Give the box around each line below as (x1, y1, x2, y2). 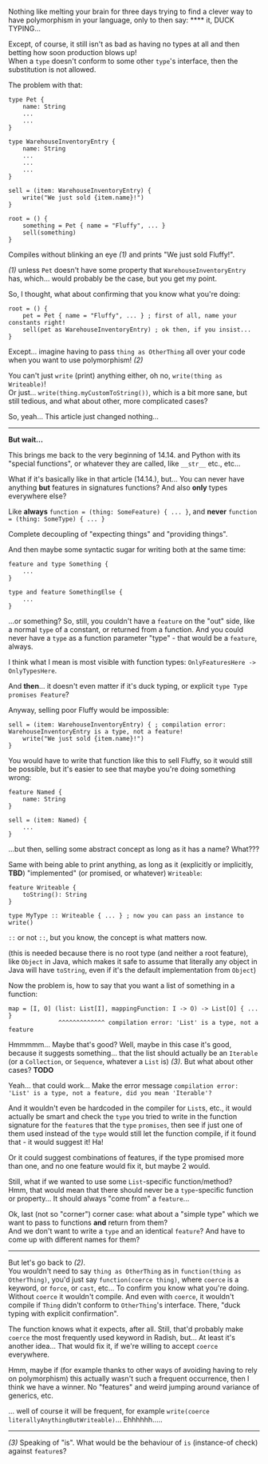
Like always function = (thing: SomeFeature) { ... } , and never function (8, 507, 258, 516)
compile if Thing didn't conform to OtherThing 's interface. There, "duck (8, 1300, 241, 1310)
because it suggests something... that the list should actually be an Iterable (8, 1048, 258, 1058)
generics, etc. (8, 1391, 53, 1400)
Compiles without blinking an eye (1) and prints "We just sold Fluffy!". (8, 250, 235, 259)
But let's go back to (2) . (8, 1258, 86, 1267)
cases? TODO (8, 1066, 54, 1074)
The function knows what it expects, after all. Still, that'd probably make (8, 1324, 244, 1334)
